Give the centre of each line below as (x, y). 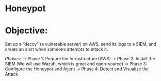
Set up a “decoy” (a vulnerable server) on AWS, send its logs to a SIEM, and (81, 44)
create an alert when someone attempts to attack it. (56, 49)
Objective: (26, 31)
